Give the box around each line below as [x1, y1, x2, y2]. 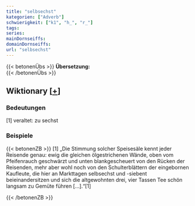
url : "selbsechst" [6, 47, 51, 53]
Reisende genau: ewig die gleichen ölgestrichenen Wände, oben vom [6, 151, 174, 158]
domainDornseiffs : [6, 42, 51, 48]
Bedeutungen [6, 104, 46, 112]
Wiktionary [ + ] [6, 86, 60, 96]
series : [6, 31, 25, 36]
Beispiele [6, 131, 33, 140]
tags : [6, 25, 19, 31]
